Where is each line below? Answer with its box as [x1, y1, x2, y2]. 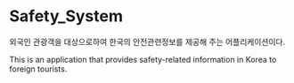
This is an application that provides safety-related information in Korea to [9, 54, 277, 64]
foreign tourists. [9, 64, 68, 74]
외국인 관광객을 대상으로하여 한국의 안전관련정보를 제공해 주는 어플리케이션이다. [9, 36, 286, 47]
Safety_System [9, 6, 123, 26]
